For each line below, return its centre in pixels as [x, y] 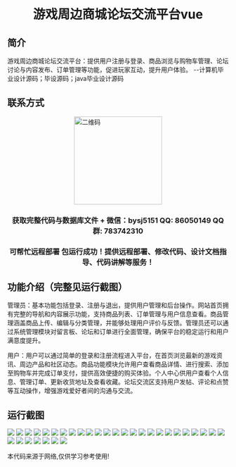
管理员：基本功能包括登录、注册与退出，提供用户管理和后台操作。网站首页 [115, 305]
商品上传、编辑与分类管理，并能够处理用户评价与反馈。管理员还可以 [124, 323]
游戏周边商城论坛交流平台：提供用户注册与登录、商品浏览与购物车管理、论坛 [118, 61]
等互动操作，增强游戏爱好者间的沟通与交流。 [72, 391]
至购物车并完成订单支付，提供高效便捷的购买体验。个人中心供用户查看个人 [115, 373]
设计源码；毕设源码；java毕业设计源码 [68, 79]
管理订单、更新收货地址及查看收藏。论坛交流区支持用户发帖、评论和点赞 [124, 382]
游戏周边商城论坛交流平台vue [118, 14]
